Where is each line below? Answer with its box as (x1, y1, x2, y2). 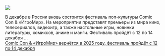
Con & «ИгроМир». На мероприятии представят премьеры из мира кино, (5, 19, 161, 25)
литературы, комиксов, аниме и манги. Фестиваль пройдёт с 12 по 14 (5, 29, 153, 35)
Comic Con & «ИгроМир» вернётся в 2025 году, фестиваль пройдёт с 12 (5, 40, 158, 46)
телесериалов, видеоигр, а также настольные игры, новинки (5, 25, 135, 30)
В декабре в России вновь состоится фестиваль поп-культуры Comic (5, 14, 153, 20)
